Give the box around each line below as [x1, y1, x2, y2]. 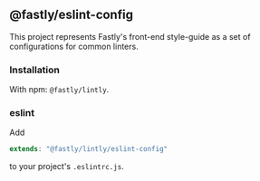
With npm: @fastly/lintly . [9, 84, 110, 95]
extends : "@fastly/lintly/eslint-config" [9, 145, 169, 154]
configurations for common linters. [9, 41, 139, 52]
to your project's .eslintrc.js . [9, 161, 124, 172]
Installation [9, 63, 61, 76]
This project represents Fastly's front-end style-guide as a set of [9, 31, 251, 42]
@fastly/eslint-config [9, 7, 134, 23]
